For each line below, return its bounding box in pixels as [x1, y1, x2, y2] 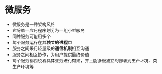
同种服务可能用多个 [12, 33, 51, 39]
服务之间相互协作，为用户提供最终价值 [12, 51, 89, 57]
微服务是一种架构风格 [12, 21, 55, 27]
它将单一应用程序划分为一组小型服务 [12, 27, 85, 33]
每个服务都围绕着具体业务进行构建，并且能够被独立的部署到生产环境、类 [12, 58, 157, 63]
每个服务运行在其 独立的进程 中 [12, 39, 72, 45]
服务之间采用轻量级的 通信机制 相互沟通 [12, 45, 89, 51]
